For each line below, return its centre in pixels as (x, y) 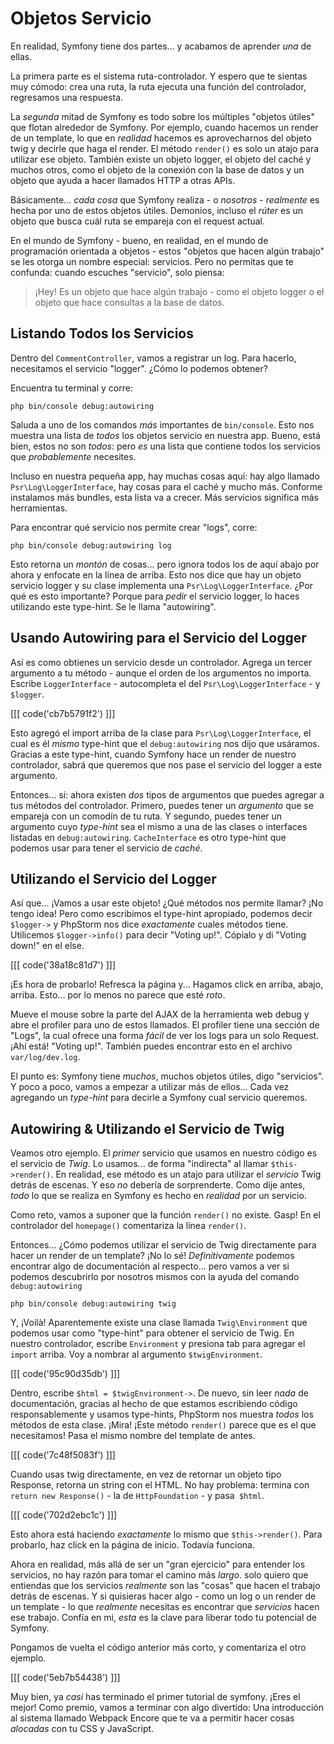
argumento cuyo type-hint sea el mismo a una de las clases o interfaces (159, 826)
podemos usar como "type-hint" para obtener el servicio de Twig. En (152, 1333)
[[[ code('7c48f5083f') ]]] (63, 1455)
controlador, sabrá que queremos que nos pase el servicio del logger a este (166, 764)
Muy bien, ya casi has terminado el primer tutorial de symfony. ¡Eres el (155, 1697)
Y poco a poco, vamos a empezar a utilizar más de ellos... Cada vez (150, 1087)
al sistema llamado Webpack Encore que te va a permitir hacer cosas (152, 1718)
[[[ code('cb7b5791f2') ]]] (63, 713)
